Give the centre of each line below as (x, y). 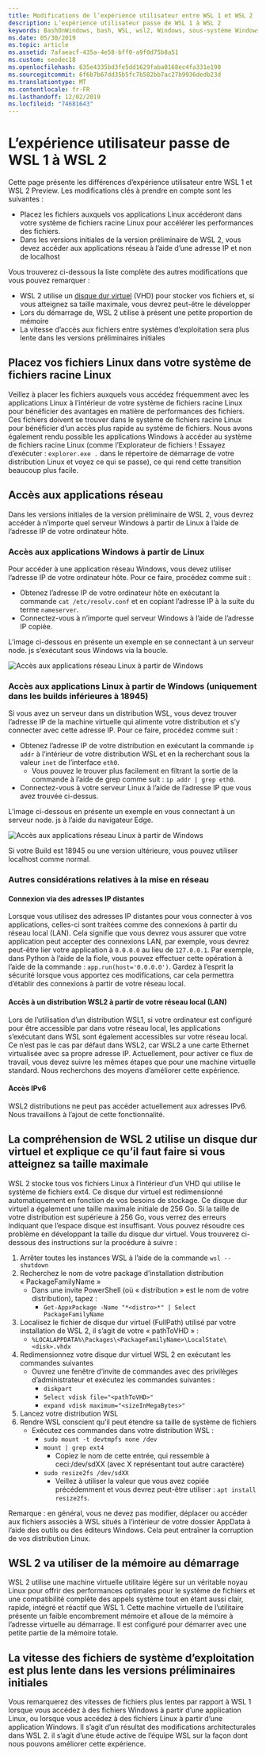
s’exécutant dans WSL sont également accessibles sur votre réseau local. (128, 1036)
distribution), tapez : (64, 1298)
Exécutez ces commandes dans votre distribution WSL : (123, 1430)
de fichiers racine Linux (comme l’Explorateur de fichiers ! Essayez (117, 444)
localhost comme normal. (49, 859)
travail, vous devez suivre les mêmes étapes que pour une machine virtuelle (132, 1062)
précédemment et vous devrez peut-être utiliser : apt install (156, 1489)
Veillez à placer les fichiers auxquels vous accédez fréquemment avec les (129, 394)
